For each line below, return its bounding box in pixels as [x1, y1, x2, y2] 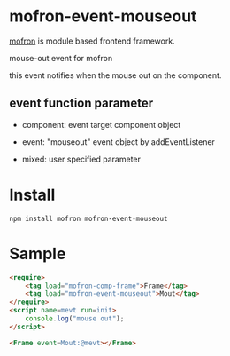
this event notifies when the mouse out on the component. [9, 69, 222, 81]
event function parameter [9, 96, 154, 111]
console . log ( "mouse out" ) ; [25, 314, 125, 323]
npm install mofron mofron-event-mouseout [9, 214, 168, 223]
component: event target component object [21, 119, 181, 130]
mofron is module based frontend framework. [9, 36, 175, 46]
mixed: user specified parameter [21, 154, 142, 164]
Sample [9, 243, 66, 264]
